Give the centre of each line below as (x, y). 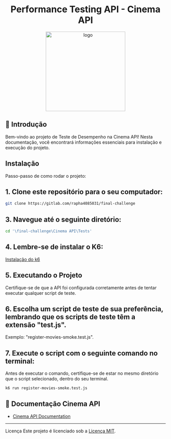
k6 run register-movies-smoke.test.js (46, 388)
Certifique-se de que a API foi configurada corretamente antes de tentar (81, 287)
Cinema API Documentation (41, 416)
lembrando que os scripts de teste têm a (70, 317)
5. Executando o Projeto (44, 275)
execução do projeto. (27, 147)
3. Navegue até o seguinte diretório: (63, 219)
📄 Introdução (26, 125)
